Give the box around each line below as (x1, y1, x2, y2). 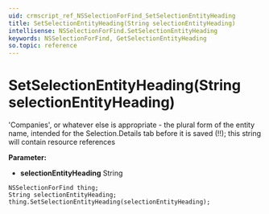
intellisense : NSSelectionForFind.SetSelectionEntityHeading (8, 27, 218, 35)
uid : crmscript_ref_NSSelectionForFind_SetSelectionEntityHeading (8, 11, 236, 20)
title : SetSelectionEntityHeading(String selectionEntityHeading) (8, 19, 236, 27)
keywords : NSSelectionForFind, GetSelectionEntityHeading (8, 34, 207, 43)
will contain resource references (8, 138, 115, 147)
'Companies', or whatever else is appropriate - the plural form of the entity (8, 120, 255, 130)
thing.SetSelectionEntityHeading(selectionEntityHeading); (8, 198, 211, 206)
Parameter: (8, 153, 47, 163)
